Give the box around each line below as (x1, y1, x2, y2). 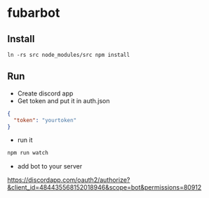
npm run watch (7, 150, 49, 157)
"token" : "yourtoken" (13, 117, 77, 124)
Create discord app (17, 89, 74, 98)
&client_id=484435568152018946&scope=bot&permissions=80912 (7, 183, 202, 192)
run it (17, 136, 33, 145)
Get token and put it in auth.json (17, 96, 110, 105)
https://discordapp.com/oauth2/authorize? (7, 176, 130, 184)
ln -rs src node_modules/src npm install (7, 51, 130, 58)
